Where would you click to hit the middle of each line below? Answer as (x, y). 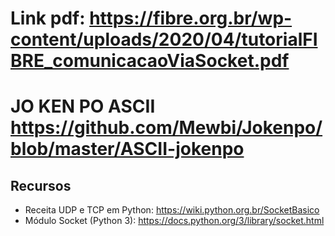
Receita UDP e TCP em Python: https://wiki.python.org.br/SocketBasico (172, 210)
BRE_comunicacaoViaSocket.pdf (150, 61)
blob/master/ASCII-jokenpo (127, 149)
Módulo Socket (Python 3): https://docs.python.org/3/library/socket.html (174, 221)
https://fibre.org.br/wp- (191, 18)
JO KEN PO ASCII (83, 106)
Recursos (41, 185)
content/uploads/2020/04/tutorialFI (164, 39)
